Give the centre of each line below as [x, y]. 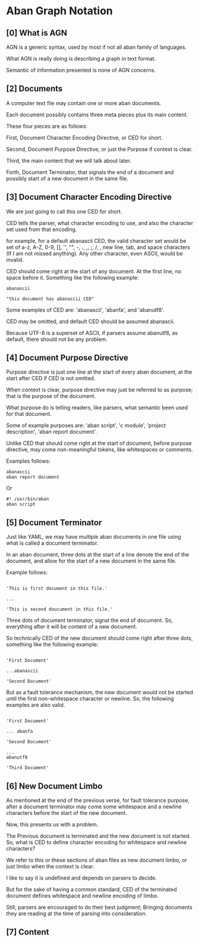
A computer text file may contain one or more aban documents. [84, 103]
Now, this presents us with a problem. [52, 824]
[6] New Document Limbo [54, 786]
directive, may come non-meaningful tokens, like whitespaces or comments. [99, 450]
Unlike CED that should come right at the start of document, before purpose [99, 443]
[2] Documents [34, 89]
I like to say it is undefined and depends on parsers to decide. [82, 878]
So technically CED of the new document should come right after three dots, [99, 638]
